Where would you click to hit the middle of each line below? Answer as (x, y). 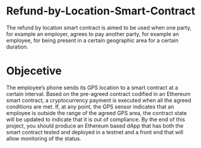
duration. (17, 47)
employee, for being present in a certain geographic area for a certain (92, 40)
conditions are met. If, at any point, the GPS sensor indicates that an (90, 107)
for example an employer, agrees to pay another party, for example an (92, 34)
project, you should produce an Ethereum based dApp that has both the (95, 126)
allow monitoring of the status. (44, 138)
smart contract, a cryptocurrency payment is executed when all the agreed (99, 100)
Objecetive (34, 71)
